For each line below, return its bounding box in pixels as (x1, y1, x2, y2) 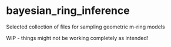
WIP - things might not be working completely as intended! (6, 34, 149, 41)
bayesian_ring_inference (6, 4, 130, 17)
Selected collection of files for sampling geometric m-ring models (6, 23, 166, 30)
